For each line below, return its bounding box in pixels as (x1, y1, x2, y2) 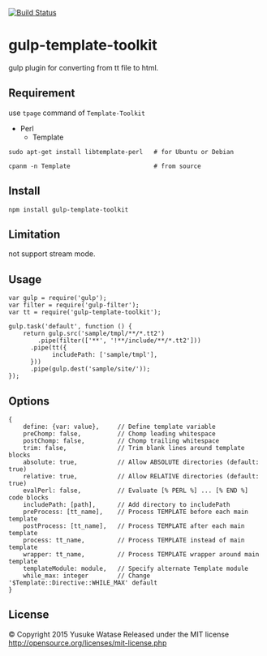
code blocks (8, 494, 49, 502)
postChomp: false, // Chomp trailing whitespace (23, 437, 220, 445)
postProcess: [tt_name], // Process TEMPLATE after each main (23, 522, 245, 530)
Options (8, 394, 50, 408)
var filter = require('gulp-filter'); (8, 301, 140, 310)
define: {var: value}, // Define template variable (23, 422, 217, 431)
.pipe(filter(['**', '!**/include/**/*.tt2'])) (37, 337, 201, 345)
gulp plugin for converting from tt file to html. (8, 62, 159, 72)
